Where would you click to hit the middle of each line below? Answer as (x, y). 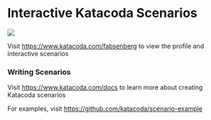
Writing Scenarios (39, 72)
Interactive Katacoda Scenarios (102, 13)
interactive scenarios (38, 53)
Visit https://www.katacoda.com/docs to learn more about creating (105, 87)
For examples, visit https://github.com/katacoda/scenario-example (105, 109)
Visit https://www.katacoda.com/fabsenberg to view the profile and (106, 46)
